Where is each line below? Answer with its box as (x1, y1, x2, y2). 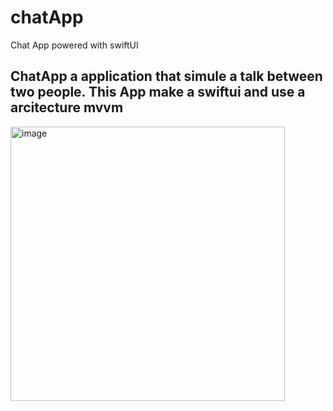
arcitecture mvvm (10, 99, 124, 116)
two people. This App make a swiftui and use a (10, 84, 306, 101)
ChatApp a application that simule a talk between (10, 68, 323, 85)
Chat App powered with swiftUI (10, 39, 139, 51)
